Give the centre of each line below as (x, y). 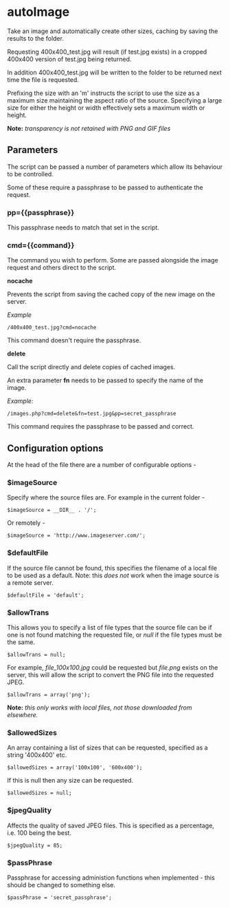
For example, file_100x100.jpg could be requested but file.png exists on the (113, 668)
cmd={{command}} (41, 245)
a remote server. (30, 582)
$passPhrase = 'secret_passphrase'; (59, 897)
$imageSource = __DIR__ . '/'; (52, 510)
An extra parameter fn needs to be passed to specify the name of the (105, 380)
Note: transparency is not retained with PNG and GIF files (89, 128)
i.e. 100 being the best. (39, 833)
